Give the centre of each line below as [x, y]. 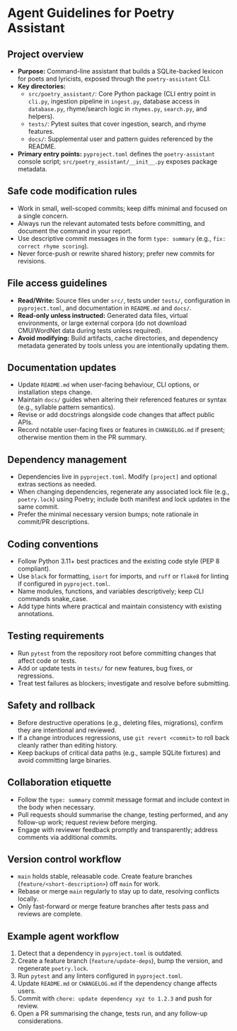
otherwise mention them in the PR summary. [82, 438]
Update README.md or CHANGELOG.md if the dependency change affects [117, 984]
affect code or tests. [47, 661]
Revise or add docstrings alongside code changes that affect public [116, 415]
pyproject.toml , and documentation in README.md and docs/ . [105, 308]
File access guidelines [57, 284]
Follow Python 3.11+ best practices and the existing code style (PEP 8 [118, 562]
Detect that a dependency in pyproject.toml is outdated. [100, 953]
